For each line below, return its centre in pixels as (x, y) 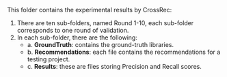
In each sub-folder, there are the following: (77, 37)
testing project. (49, 59)
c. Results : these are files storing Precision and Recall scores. (114, 66)
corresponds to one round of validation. (73, 30)
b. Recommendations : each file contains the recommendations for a (124, 52)
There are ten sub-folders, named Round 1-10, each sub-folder (105, 23)
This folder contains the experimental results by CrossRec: (90, 10)
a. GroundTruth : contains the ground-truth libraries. (101, 45)
